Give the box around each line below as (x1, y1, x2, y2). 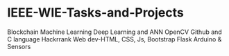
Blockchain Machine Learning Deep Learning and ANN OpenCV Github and (7, 28, 222, 36)
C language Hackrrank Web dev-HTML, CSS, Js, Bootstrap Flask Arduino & (7, 35, 222, 43)
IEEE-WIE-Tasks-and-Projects (7, 5, 184, 21)
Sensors (7, 42, 31, 50)
